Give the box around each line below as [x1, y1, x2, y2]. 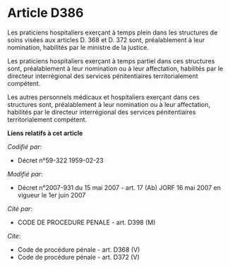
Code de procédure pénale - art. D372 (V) [17, 253, 140, 261]
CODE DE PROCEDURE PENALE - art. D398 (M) [17, 218, 156, 226]
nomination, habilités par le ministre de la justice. [7, 43, 150, 51]
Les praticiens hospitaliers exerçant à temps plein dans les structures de [7, 28, 218, 37]
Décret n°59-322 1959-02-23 [17, 156, 104, 165]
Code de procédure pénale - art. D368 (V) [17, 245, 140, 254]
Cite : [7, 231, 21, 240]
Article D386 [7, 5, 84, 21]
